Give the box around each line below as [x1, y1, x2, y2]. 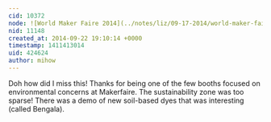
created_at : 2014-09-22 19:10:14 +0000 [8, 34, 143, 43]
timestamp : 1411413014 [8, 42, 85, 50]
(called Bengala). [8, 104, 65, 113]
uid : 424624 [8, 49, 48, 57]
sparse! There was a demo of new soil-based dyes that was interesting [8, 96, 244, 105]
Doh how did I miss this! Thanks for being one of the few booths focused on [8, 78, 261, 88]
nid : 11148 [8, 26, 45, 35]
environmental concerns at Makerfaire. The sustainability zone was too [8, 87, 244, 96]
